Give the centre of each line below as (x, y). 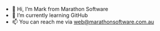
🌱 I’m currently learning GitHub (50, 15)
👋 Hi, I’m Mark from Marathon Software (60, 9)
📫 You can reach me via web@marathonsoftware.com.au (83, 22)
